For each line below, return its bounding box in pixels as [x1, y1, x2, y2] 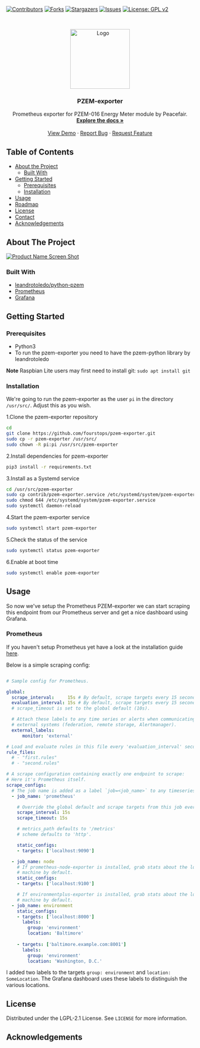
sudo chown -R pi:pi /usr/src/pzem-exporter [6, 442, 118, 448]
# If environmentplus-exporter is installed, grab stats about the [17, 892, 187, 898]
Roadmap [14, 201, 39, 208]
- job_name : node [11, 858, 55, 865]
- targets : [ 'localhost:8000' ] [17, 914, 95, 920]
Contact [14, 214, 35, 221]
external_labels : [11, 727, 55, 733]
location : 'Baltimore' [27, 930, 84, 936]
